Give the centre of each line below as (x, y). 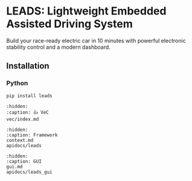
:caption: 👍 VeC (28, 112)
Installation (28, 66)
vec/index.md (23, 119)
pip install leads (29, 96)
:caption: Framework (32, 135)
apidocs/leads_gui (29, 172)
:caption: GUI (24, 161)
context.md (20, 140)
